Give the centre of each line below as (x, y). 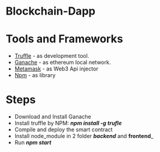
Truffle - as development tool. (52, 56)
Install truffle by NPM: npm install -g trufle (68, 123)
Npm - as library (35, 75)
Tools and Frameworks (64, 39)
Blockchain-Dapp (50, 11)
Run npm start (33, 143)
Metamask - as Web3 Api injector (56, 69)
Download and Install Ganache (53, 117)
